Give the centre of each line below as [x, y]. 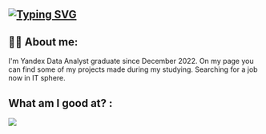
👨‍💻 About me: [43, 42]
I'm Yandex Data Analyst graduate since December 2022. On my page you [131, 61]
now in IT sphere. [37, 78]
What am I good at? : [60, 103]
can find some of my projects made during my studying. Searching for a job [133, 69]
